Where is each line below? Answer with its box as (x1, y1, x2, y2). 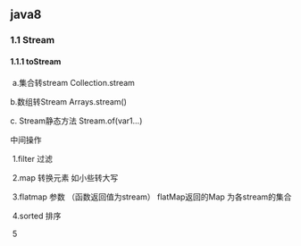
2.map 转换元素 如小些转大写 (12, 172, 119, 182)
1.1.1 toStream (10, 55, 62, 66)
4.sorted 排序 (12, 210, 62, 221)
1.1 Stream (10, 34, 55, 47)
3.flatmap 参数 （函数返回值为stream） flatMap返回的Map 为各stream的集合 (12, 191, 292, 202)
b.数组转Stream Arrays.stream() (10, 96, 128, 106)
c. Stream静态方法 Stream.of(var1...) (10, 115, 143, 126)
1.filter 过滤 (12, 153, 53, 164)
